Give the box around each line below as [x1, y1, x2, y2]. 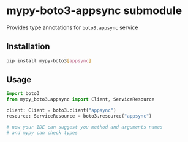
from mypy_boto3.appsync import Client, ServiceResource [6, 96, 155, 102]
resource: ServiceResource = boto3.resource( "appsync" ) [6, 113, 152, 119]
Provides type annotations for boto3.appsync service [6, 24, 138, 31]
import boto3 [6, 91, 40, 97]
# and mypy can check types [6, 129, 78, 136]
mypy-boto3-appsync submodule [6, 4, 182, 18]
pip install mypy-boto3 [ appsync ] [6, 57, 92, 64]
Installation [6, 41, 50, 52]
